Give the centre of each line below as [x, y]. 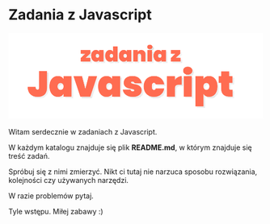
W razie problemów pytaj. [51, 196]
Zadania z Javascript [80, 15]
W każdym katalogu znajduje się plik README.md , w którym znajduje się [130, 147]
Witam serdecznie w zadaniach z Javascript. [83, 131]
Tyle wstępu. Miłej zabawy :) [56, 211]
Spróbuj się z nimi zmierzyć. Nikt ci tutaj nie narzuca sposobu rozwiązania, [133, 172]
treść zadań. [29, 156]
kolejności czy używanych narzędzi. [69, 180]
